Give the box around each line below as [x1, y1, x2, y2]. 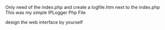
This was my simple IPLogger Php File [5, 9, 86, 15]
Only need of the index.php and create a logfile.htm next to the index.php [5, 4, 160, 10]
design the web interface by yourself [5, 19, 83, 25]
